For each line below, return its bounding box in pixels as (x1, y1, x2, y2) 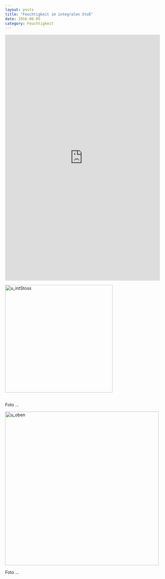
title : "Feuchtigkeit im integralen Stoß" (5, 12, 93, 17)
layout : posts (5, 7, 34, 12)
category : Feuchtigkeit (5, 21, 54, 26)
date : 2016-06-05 (5, 16, 41, 21)
